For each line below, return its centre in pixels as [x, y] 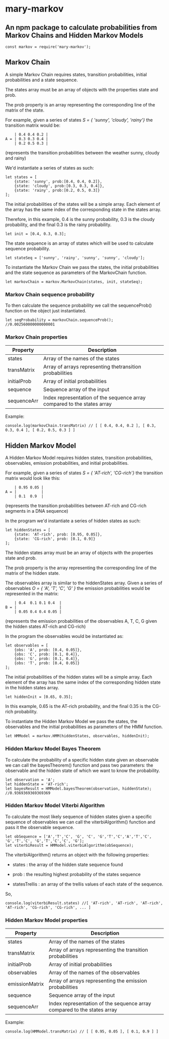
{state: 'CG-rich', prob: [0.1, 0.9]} [55, 539]
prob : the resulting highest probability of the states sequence [76, 874]
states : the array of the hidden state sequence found [68, 864]
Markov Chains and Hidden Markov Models [74, 35]
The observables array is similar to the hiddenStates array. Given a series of [84, 583]
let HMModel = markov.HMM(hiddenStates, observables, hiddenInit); [77, 736]
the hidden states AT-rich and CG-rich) [46, 627]
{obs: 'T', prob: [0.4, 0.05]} [47, 663]
